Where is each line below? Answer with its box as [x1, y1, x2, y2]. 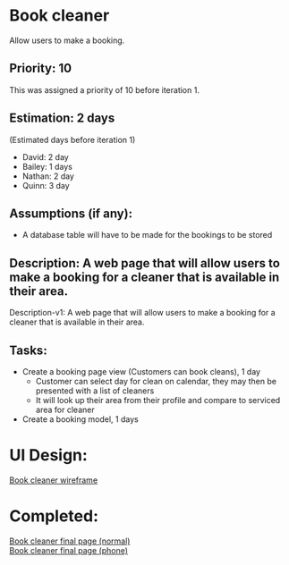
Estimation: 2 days [9, 111, 115, 126]
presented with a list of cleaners [35, 385, 155, 396]
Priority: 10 [9, 61, 72, 76]
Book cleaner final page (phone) [9, 544, 128, 555]
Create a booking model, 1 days [21, 414, 139, 425]
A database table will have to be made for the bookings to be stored [21, 230, 273, 240]
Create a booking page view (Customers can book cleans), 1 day [21, 367, 261, 376]
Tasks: [9, 342, 47, 358]
